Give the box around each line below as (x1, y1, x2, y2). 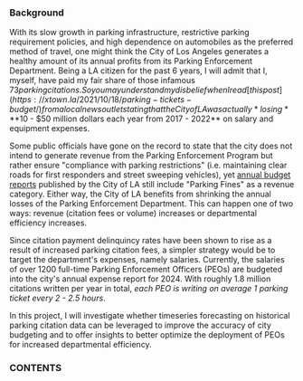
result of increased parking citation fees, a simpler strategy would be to (9, 244, 276, 255)
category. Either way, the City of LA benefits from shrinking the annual (9, 188, 271, 200)
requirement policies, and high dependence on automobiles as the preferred (9, 36, 294, 47)
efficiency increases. (9, 217, 88, 228)
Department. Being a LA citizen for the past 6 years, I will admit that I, (9, 65, 268, 76)
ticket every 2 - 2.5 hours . (9, 292, 106, 304)
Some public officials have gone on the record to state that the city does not (9, 140, 293, 151)
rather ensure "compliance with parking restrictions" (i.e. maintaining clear (9, 160, 288, 171)
